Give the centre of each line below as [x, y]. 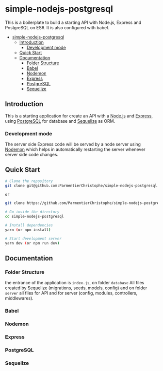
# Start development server [33, 239]
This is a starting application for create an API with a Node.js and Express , [79, 116]
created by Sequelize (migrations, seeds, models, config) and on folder [76, 288]
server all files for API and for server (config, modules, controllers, [71, 293]
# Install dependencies [29, 225]
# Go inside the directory [32, 212]
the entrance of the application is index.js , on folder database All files [75, 283]
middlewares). [19, 298]
